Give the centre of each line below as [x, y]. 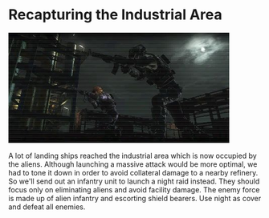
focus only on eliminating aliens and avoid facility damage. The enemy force [134, 189]
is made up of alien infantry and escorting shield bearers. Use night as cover [135, 198]
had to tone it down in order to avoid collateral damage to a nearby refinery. [133, 172]
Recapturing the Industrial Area [115, 15]
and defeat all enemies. [47, 207]
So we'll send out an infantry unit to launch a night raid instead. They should [134, 181]
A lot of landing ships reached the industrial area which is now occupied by [132, 155]
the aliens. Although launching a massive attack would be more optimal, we [133, 164]
